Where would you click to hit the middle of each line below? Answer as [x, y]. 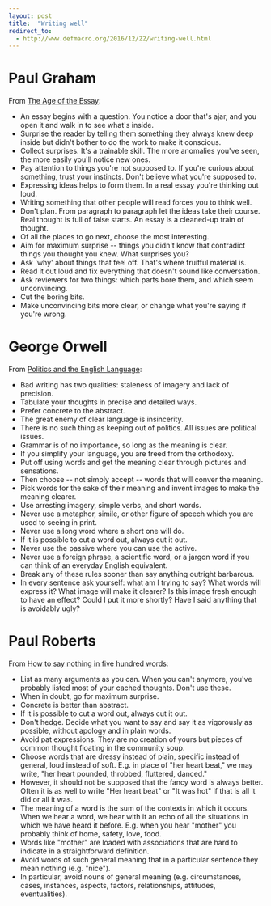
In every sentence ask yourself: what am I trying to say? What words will [140, 582]
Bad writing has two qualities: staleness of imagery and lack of [124, 385]
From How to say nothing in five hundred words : [89, 663]
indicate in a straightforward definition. [85, 851]
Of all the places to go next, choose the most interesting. [114, 237]
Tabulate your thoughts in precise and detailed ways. [108, 402]
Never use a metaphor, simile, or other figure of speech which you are [137, 514]
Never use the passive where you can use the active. [108, 548]
